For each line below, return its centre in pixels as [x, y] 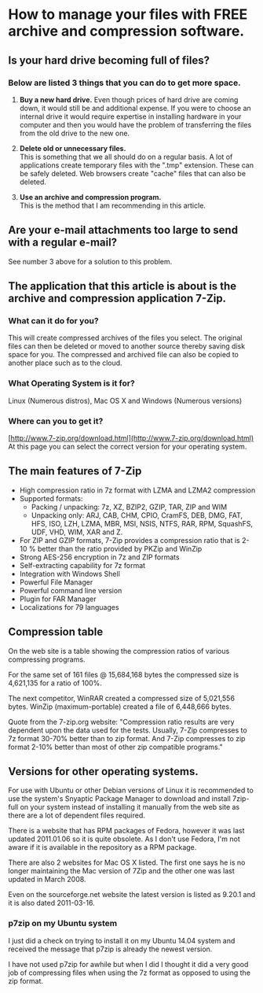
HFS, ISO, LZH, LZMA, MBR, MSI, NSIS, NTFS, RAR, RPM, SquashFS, [142, 523]
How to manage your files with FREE [128, 15]
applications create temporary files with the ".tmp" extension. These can [136, 165]
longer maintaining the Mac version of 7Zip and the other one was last [121, 871]
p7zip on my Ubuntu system [63, 924]
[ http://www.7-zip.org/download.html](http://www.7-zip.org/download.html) [131, 437]
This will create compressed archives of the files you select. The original [125, 338]
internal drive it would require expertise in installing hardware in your [130, 116]
